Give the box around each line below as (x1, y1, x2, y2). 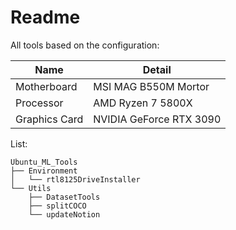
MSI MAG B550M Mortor (93, 79, 210, 93)
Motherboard (15, 79, 78, 93)
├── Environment (10, 166, 78, 176)
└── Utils (10, 183, 52, 193)
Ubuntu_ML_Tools (10, 157, 78, 167)
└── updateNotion (28, 209, 101, 220)
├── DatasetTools (28, 192, 101, 202)
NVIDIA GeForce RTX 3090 (93, 112, 222, 126)
